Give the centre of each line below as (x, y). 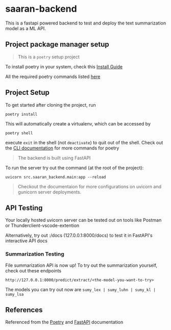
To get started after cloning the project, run (51, 105)
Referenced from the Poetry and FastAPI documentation (64, 322)
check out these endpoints (33, 270)
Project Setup (28, 93)
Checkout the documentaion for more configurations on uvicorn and (90, 186)
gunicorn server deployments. (50, 192)
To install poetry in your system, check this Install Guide (64, 66)
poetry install (21, 114)
